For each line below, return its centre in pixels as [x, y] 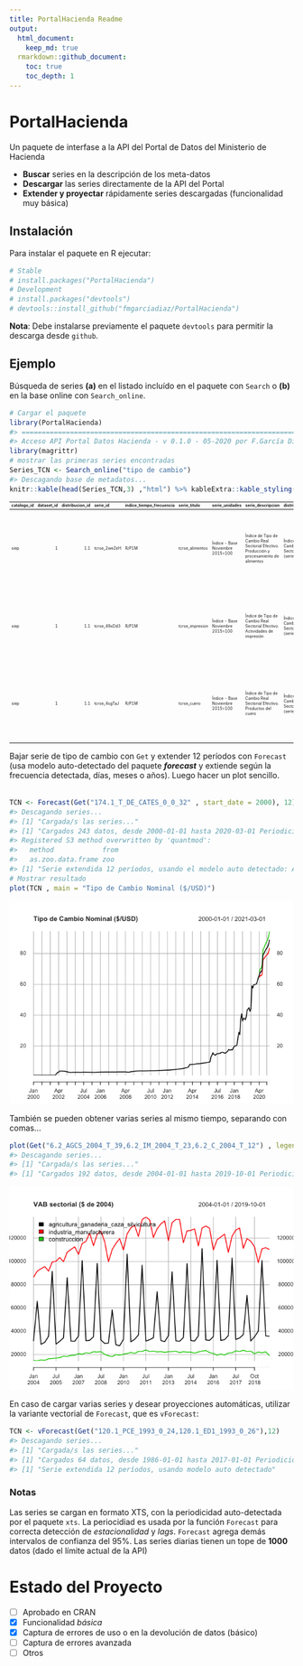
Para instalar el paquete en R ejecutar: [80, 253]
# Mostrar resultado [48, 879]
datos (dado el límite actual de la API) [78, 1550]
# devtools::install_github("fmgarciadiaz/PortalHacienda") [125, 309]
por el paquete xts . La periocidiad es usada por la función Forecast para [144, 1522]
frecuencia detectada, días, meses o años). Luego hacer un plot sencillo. [144, 776]
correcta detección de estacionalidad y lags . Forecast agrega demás [138, 1531]
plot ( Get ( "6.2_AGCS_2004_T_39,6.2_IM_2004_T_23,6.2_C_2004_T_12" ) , [141, 1145]
